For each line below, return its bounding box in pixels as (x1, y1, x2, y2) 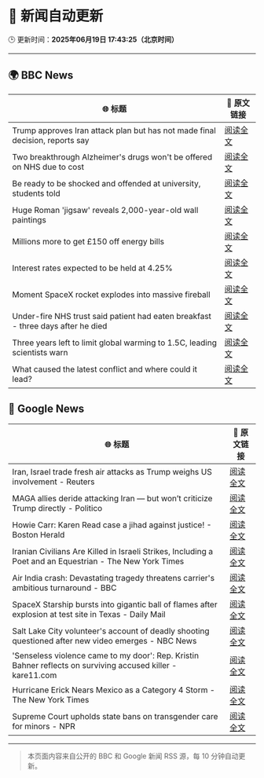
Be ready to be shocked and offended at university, (12, 178, 201, 189)
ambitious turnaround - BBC (12, 582, 117, 593)
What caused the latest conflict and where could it (12, 363, 198, 374)
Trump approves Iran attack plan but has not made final (12, 125, 216, 136)
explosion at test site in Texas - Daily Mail (12, 608, 167, 619)
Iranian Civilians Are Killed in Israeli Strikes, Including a (12, 545, 214, 556)
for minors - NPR (12, 721, 76, 732)
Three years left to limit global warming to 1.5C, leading (12, 337, 218, 348)
